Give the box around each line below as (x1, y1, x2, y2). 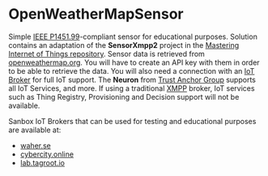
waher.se (19, 140, 51, 150)
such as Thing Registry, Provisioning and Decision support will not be (8, 92, 240, 101)
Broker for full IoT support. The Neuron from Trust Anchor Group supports (8, 75, 257, 84)
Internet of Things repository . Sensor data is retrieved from (8, 49, 205, 58)
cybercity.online (19, 149, 74, 159)
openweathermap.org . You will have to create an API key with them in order (8, 58, 261, 67)
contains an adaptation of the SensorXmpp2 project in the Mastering (8, 40, 240, 49)
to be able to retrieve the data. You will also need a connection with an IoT (8, 66, 255, 75)
